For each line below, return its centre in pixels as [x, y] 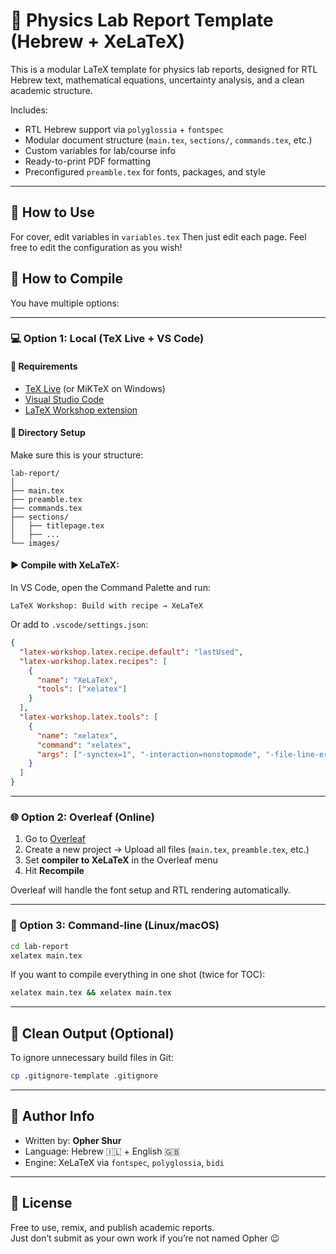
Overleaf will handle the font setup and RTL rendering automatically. [151, 890]
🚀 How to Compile [66, 279]
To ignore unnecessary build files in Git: [92, 1058]
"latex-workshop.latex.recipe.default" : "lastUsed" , [131, 652]
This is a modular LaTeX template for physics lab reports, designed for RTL [164, 69]
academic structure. [51, 90]
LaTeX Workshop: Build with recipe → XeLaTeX [106, 606]
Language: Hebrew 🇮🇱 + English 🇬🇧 [102, 1151]
